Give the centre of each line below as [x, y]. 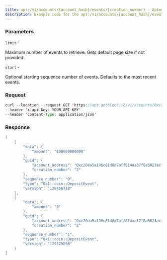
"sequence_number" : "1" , [49, 235]
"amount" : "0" [46, 207]
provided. [15, 57]
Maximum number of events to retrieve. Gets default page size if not [75, 52]
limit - [12, 42]
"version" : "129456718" [47, 188]
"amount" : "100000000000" [58, 151]
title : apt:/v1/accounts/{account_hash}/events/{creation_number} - [78, 10]
